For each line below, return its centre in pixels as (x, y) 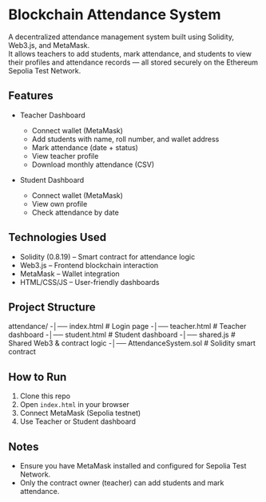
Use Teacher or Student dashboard (78, 421)
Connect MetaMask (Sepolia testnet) (80, 413)
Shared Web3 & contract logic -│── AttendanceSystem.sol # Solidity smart (132, 343)
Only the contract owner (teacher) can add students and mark (122, 483)
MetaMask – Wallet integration (69, 274)
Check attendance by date (75, 212)
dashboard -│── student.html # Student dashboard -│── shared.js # (122, 335)
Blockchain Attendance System (115, 15)
